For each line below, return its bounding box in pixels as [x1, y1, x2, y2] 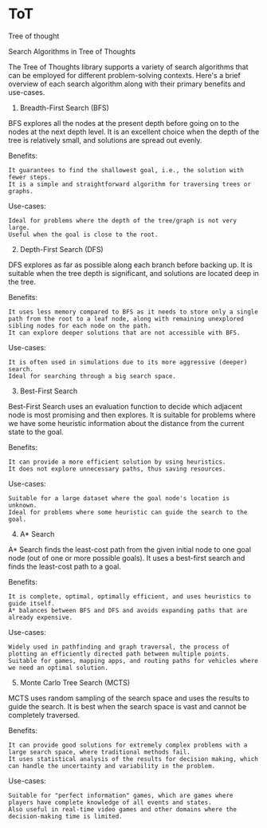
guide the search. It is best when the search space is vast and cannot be [8, 701, 247, 711]
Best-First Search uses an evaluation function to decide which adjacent [8, 401, 243, 411]
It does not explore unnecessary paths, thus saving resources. [8, 464, 226, 473]
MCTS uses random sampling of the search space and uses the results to [8, 693, 249, 703]
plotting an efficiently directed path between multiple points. [8, 649, 230, 658]
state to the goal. [8, 427, 64, 436]
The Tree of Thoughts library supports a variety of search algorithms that [8, 61, 249, 72]
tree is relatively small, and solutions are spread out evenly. [8, 135, 202, 144]
